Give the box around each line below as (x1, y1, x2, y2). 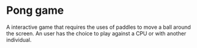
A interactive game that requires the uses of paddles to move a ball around (6, 23, 191, 31)
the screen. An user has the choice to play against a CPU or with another (6, 29, 186, 37)
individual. (6, 36, 32, 43)
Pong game (6, 4, 64, 17)
